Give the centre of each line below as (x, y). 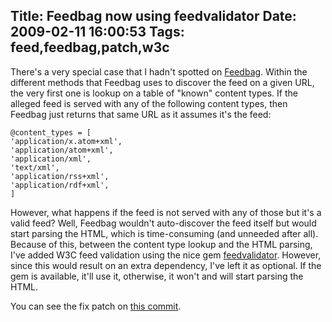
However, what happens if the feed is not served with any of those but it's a (166, 212)
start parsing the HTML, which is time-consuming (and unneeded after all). (164, 233)
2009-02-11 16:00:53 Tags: (97, 32)
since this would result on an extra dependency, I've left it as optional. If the (166, 265)
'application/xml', (51, 159)
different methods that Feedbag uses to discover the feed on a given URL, (162, 82)
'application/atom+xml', (62, 150)
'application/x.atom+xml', (66, 141)
